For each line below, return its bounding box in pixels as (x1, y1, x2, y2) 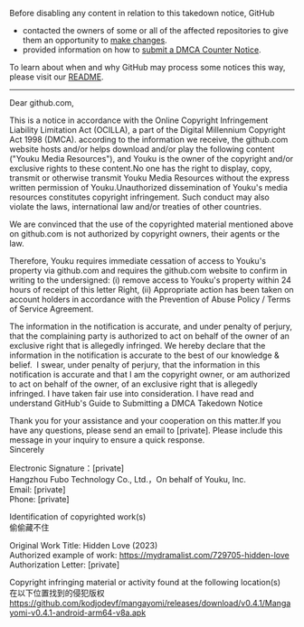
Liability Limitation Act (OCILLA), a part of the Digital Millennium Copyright (9, 125, 286, 135)
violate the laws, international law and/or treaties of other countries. (9, 201, 262, 211)
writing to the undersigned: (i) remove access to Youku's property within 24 (9, 275, 292, 285)
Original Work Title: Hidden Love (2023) (9, 540, 158, 550)
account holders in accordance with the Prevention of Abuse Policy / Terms (9, 294, 291, 304)
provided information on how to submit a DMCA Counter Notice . (22, 44, 261, 55)
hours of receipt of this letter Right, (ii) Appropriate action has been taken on (9, 285, 294, 295)
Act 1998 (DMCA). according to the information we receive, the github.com (9, 135, 289, 145)
